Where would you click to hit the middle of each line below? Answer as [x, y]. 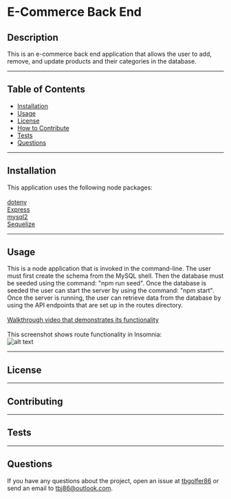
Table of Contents [46, 89]
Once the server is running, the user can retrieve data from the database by [114, 298]
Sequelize [21, 224]
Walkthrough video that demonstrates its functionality [83, 320]
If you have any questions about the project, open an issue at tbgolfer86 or [113, 480]
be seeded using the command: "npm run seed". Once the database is [107, 283]
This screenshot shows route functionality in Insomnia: [85, 334]
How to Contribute [43, 128]
